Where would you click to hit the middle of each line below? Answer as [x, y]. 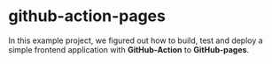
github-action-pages [87, 16]
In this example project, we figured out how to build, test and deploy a [136, 40]
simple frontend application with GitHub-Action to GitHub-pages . [129, 49]
